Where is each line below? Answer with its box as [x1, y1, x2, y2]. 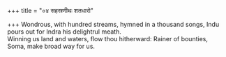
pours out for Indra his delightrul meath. [7, 27, 122, 36]
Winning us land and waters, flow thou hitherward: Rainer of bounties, [7, 35, 208, 43]
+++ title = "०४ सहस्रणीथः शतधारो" [7, 7, 94, 14]
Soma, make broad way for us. [7, 42, 96, 50]
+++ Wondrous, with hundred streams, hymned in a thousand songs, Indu [7, 21, 220, 28]
